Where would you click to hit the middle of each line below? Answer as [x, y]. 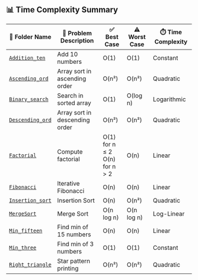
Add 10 [67, 54]
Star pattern [73, 261]
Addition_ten [27, 58]
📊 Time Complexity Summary [62, 10]
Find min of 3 [75, 244]
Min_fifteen [26, 230]
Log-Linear [169, 213]
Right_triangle [30, 264]
